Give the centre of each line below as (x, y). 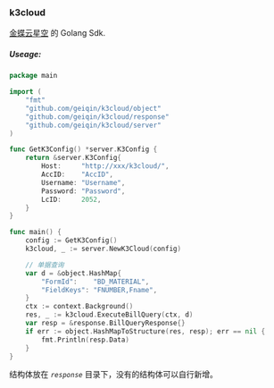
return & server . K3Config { (74, 158)
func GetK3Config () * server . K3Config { (83, 149)
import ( (25, 92)
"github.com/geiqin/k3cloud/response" (97, 117)
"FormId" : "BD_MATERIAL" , (95, 282)
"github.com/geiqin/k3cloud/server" (94, 125)
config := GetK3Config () (71, 240)
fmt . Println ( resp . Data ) (85, 340)
